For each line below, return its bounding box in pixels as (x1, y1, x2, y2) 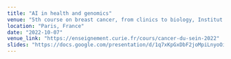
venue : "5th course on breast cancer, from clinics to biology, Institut (7, 16, 223, 23)
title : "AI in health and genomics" (7, 9, 112, 17)
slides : (7, 41, 30, 48)
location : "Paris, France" (7, 22, 85, 29)
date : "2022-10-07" (7, 28, 63, 36)
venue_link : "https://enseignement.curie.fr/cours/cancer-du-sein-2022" (7, 35, 220, 42)
